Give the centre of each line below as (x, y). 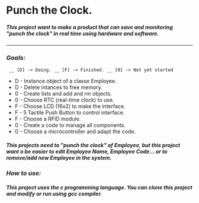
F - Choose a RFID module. (48, 119)
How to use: (24, 173)
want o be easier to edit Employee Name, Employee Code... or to (87, 151)
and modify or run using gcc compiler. (54, 194)
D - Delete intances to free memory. (58, 87)
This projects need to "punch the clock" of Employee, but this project (93, 145)
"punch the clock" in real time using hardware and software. (83, 33)
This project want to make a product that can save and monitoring (90, 27)
